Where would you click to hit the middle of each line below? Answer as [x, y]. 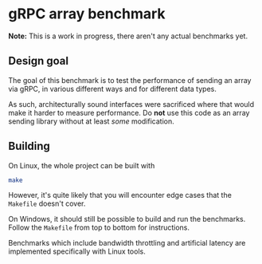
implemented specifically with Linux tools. [77, 251]
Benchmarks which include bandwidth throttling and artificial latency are [127, 243]
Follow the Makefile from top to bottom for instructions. [99, 227]
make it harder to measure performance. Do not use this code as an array [129, 112]
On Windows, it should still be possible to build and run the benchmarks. [127, 219]
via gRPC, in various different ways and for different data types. [112, 89]
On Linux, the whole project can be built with [82, 165]
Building [29, 146]
